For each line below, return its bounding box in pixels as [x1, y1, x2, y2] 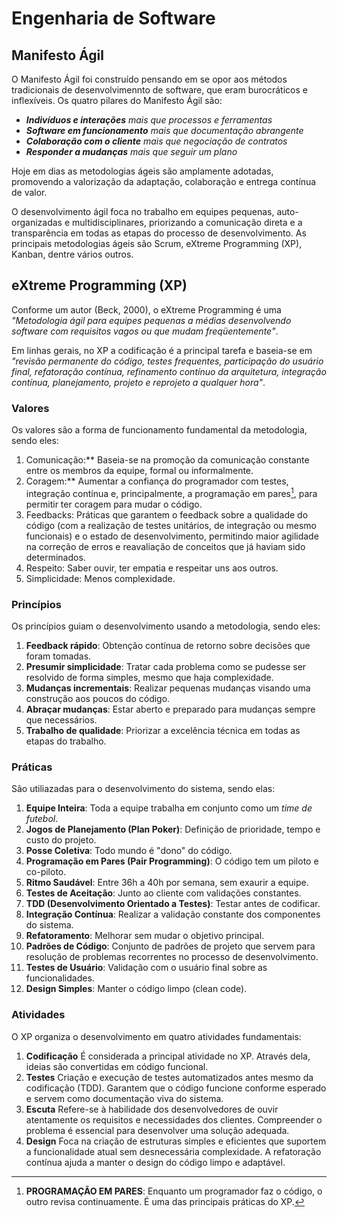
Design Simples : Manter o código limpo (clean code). [25, 983, 248, 995]
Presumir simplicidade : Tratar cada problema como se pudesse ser [25, 661, 307, 673]
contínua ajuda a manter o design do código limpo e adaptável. [25, 1156, 286, 1168]
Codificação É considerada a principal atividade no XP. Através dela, [25, 1050, 311, 1062]
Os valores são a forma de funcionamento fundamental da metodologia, [11, 424, 308, 436]
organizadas [11, 217, 63, 228]
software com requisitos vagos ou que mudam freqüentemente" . [11, 325, 279, 337]
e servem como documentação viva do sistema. [25, 1092, 224, 1104]
